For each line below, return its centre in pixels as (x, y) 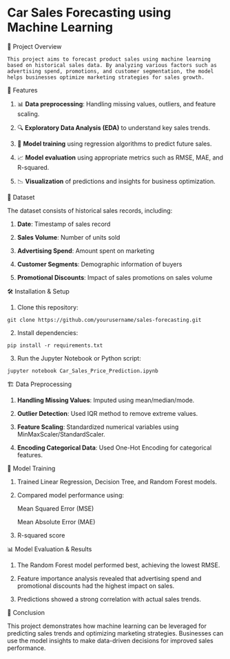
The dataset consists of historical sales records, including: (90, 210)
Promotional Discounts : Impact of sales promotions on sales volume (115, 277)
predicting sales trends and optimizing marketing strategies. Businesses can (115, 633)
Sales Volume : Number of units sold (69, 237)
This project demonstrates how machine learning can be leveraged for (107, 626)
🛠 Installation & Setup (39, 291)
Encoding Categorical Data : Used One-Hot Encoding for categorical (114, 448)
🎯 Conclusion (26, 612)
